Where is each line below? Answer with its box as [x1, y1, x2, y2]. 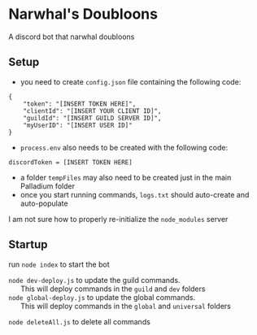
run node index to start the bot [8, 259, 110, 269]
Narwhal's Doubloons [8, 5, 159, 24]
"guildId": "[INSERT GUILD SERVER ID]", [23, 114, 162, 122]
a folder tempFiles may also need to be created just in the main [20, 172, 232, 182]
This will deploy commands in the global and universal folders [20, 301, 232, 311]
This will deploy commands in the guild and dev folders [20, 284, 206, 294]
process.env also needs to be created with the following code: [20, 142, 229, 152]
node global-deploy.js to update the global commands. [8, 292, 196, 302]
